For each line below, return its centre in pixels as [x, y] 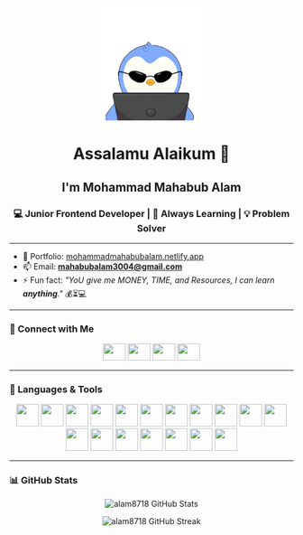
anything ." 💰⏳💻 [55, 293]
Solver [151, 228]
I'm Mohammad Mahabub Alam [151, 187]
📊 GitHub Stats [44, 481]
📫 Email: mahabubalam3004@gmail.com [102, 266]
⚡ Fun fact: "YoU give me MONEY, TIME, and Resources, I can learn [148, 280]
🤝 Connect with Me [52, 329]
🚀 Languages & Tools [56, 390]
